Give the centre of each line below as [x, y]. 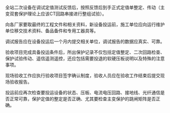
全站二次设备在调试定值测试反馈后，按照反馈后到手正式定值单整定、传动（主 [85, 7]
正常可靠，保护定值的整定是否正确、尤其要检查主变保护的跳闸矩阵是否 [82, 99]
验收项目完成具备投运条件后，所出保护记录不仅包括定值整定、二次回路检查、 [85, 52]
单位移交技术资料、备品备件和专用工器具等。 [52, 31]
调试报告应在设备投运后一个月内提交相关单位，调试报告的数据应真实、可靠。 [85, 41]
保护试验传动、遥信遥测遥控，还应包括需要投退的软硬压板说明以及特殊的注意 [85, 59]
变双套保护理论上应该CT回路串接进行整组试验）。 [56, 14]
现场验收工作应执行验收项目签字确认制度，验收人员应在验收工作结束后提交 [83, 75]
